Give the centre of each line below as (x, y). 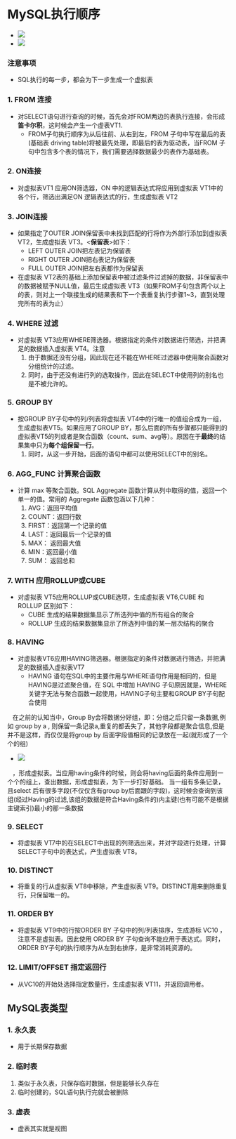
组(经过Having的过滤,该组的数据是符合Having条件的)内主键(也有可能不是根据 (118, 799)
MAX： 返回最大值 (54, 543)
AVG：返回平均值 (53, 508)
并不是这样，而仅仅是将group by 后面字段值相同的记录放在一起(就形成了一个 (118, 735)
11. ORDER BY (31, 914)
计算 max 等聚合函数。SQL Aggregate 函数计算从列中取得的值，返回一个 (122, 491)
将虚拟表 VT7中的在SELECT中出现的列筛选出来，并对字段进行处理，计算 (122, 843)
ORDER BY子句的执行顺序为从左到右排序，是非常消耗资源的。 (107, 947)
